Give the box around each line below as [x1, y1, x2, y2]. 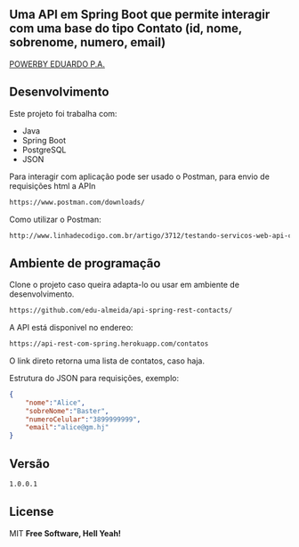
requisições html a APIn [9, 180, 96, 191]
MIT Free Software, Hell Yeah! [9, 527, 122, 538]
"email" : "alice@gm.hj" [25, 423, 109, 432]
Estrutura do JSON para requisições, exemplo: [9, 372, 180, 383]
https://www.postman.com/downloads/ [9, 198, 145, 207]
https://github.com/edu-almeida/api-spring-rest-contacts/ [9, 306, 233, 315]
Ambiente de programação [9, 256, 161, 271]
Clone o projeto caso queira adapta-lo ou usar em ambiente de [9, 280, 240, 290]
